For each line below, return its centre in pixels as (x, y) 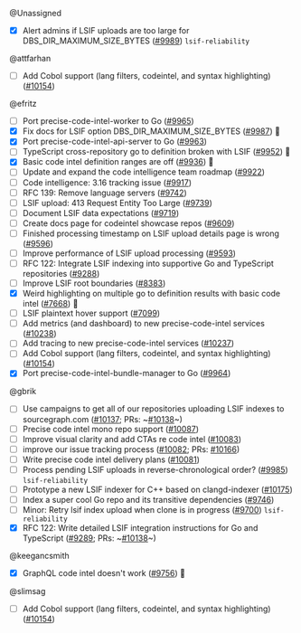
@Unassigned (35, 13)
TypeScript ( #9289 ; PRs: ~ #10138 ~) (89, 538)
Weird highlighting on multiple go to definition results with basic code (151, 294)
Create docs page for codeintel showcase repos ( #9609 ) (128, 223)
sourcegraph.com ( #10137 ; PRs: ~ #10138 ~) (103, 419)
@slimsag (28, 591)
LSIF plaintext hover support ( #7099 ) (91, 313)
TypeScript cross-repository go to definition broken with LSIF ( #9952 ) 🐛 (156, 152)
